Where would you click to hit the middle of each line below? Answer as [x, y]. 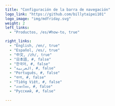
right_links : [18, 41]
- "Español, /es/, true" [35, 50]
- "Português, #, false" [35, 73]
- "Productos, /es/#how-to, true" [45, 32]
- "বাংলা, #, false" [28, 78]
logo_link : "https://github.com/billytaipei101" [56, 14]
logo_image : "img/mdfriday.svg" [38, 19]
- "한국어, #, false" [30, 64]
